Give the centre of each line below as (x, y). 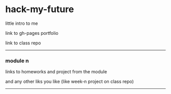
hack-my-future (40, 9)
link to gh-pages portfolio (32, 33)
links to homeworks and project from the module (56, 72)
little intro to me (22, 23)
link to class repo (23, 43)
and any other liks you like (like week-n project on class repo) (69, 81)
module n (17, 61)
